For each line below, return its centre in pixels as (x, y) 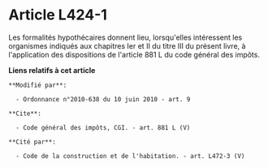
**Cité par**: (32, 142)
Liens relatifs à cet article (52, 70)
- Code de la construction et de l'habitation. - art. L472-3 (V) (130, 156)
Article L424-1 (58, 15)
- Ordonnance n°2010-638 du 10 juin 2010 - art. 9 (103, 99)
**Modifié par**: (38, 85)
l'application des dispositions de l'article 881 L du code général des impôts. (134, 54)
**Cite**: (25, 113)
